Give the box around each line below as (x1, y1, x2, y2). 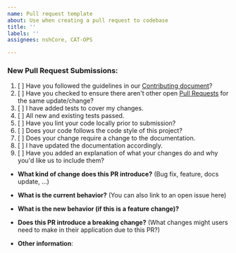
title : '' (7, 23, 37, 30)
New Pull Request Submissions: (7, 66, 118, 76)
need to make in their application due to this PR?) (17, 226, 161, 234)
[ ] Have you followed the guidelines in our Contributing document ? (17, 82, 213, 90)
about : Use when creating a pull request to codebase (7, 17, 169, 24)
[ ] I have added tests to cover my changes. (17, 104, 144, 112)
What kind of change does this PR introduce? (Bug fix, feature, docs (17, 170, 219, 179)
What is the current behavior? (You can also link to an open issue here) (17, 191, 227, 200)
